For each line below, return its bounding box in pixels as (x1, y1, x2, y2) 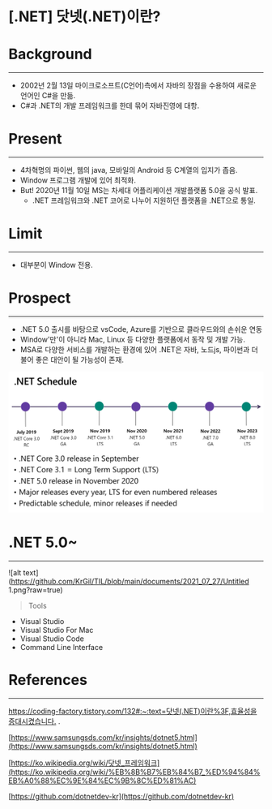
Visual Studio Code (19, 634, 85, 643)
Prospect (8, 289, 71, 308)
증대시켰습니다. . (8, 716, 61, 726)
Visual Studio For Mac (19, 625, 94, 635)
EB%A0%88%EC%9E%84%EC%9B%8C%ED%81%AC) (8, 776, 197, 785)
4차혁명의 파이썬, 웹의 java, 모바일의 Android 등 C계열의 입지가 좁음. (19, 166, 238, 175)
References (8, 671, 87, 690)
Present (8, 130, 62, 148)
